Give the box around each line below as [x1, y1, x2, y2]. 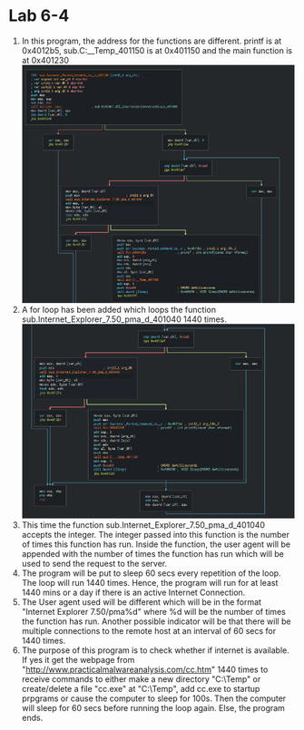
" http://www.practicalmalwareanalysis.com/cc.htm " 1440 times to [21, 664, 269, 676]
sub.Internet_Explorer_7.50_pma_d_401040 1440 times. [21, 314, 228, 325]
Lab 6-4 [8, 5, 70, 26]
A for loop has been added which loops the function [21, 304, 217, 315]
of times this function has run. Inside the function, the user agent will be [21, 539, 291, 550]
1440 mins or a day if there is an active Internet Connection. [21, 587, 246, 599]
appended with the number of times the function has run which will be [21, 549, 285, 560]
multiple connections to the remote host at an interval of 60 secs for [21, 626, 277, 637]
